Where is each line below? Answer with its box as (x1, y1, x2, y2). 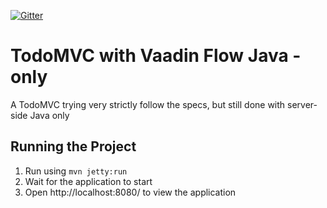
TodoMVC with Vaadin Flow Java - (10, 45, 302, 67)
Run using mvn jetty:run (24, 165, 128, 177)
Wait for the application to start (24, 175, 153, 187)
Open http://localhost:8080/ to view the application (24, 186, 237, 198)
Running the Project (10, 138, 137, 155)
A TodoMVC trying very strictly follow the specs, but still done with (10, 98, 286, 110)
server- (287, 98, 318, 110)
